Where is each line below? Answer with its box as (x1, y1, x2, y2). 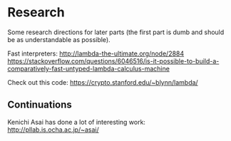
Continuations (7, 99, 73, 111)
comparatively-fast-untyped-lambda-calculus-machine (7, 64, 170, 73)
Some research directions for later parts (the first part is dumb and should (7, 28, 225, 36)
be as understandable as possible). (7, 35, 111, 43)
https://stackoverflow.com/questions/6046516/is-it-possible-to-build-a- (7, 56, 220, 65)
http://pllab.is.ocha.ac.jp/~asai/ (7, 125, 100, 134)
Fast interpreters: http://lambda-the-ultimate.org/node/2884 (7, 49, 185, 58)
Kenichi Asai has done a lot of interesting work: (7, 117, 146, 126)
